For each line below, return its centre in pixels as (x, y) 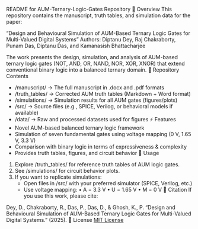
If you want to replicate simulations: (58, 177)
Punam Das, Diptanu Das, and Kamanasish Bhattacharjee (76, 46)
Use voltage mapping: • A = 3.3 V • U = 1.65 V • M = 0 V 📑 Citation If (108, 190)
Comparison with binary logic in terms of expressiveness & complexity (101, 147)
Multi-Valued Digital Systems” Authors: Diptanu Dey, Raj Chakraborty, (91, 39)
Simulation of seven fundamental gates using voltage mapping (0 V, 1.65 (103, 134)
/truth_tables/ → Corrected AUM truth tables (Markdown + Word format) (103, 94)
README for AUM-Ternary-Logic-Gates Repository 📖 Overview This (89, 9)
